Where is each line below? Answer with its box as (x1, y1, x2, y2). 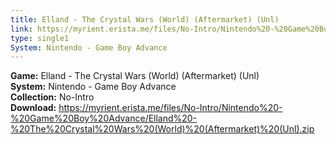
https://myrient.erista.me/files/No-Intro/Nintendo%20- (58, 102, 283, 114)
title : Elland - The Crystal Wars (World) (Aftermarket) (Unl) (10, 14, 280, 25)
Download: (10, 102, 57, 114)
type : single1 (10, 33, 70, 43)
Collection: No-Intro (10, 91, 95, 103)
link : (10, 24, 33, 34)
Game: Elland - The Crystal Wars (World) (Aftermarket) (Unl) (10, 70, 260, 82)
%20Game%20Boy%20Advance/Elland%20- (10, 112, 198, 125)
